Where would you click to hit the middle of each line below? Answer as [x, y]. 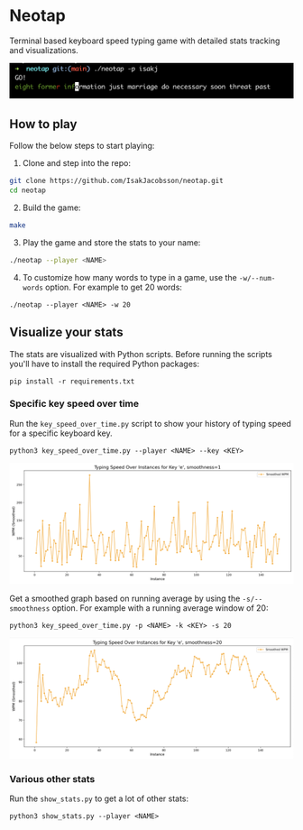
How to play [43, 124]
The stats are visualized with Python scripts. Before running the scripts [141, 354]
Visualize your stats [66, 332]
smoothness [30, 609]
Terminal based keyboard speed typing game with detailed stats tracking [145, 41]
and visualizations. [44, 50]
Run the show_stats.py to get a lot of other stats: [99, 798]
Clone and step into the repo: [76, 163]
